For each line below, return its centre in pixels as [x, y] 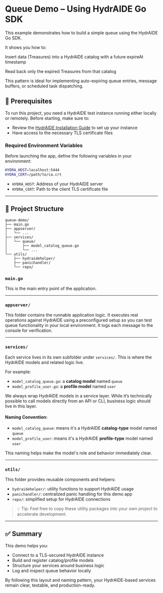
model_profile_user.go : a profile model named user [64, 386]
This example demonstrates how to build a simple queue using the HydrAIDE [81, 33]
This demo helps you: [27, 545]
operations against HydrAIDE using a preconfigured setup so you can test [79, 320]
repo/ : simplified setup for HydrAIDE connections [61, 499]
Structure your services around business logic [58, 565]
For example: [18, 372]
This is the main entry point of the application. [51, 288]
